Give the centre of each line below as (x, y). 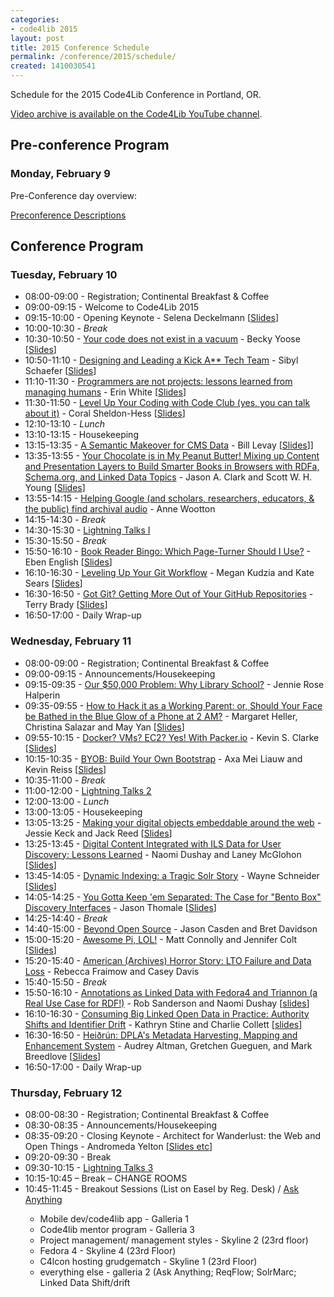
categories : (35, 19)
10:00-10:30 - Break (66, 328)
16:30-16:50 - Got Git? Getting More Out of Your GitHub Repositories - (169, 594)
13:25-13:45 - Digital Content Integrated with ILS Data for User (153, 843)
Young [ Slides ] (55, 488)
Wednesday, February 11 (71, 641)
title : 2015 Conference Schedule (80, 47)
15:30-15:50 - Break (65, 541)
